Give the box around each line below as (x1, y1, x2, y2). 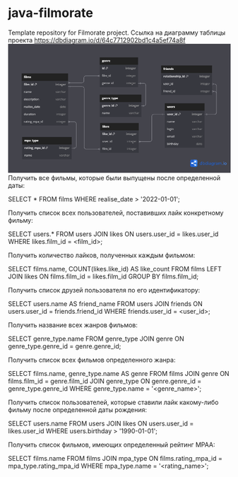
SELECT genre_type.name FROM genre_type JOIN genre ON (8, 334, 184, 343)
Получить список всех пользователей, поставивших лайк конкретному (8, 208, 224, 217)
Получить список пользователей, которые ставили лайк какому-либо (8, 398, 219, 406)
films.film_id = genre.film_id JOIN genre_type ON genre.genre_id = (8, 377, 202, 385)
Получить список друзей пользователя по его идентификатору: (8, 285, 201, 294)
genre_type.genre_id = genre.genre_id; (8, 341, 121, 351)
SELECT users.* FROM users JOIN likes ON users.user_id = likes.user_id (8, 230, 219, 238)
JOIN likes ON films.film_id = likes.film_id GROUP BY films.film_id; (8, 272, 199, 281)
